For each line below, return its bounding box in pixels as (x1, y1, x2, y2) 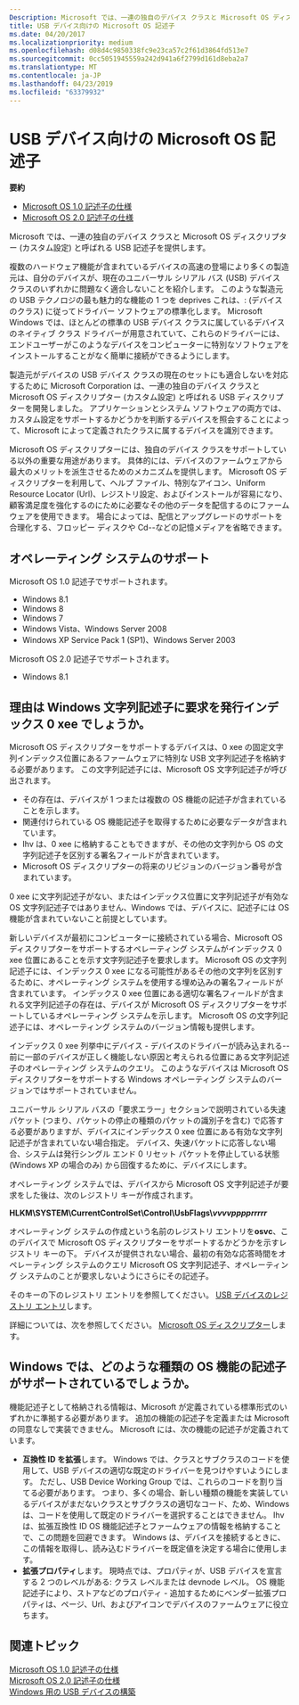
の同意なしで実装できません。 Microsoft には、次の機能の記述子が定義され (9, 1423, 282, 1434)
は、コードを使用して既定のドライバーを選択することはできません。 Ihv (21, 1509, 285, 1520)
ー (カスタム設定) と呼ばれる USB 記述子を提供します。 (9, 243, 211, 253)
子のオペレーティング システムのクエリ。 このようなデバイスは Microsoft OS (9, 1063, 289, 1074)
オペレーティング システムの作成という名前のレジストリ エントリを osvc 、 (9, 1226, 281, 1237)
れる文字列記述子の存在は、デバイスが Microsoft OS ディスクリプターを (9, 1000, 271, 1010)
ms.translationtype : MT (9, 63, 98, 72)
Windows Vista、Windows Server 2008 (21, 623, 167, 634)
